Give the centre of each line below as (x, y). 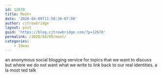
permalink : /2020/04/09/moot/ (36, 37)
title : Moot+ (18, 14)
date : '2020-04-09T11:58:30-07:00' (41, 19)
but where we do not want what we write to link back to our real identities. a (81, 65)
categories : (17, 41)
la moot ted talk (21, 70)
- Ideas (21, 46)
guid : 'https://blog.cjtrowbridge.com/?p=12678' (55, 32)
